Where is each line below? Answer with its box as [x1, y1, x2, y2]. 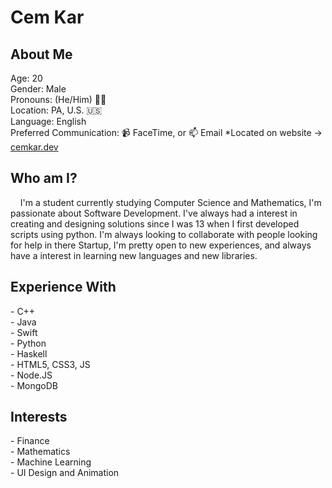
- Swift [10, 326, 38, 338]
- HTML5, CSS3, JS [10, 358, 91, 370]
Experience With [10, 279, 117, 296]
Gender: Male [10, 83, 67, 95]
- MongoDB [10, 379, 58, 391]
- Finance [10, 435, 50, 447]
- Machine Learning [10, 456, 92, 468]
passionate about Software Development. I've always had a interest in [10, 207, 298, 219]
